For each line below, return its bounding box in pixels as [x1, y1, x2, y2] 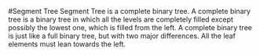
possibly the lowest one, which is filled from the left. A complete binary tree [8, 23, 253, 32]
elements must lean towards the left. [8, 40, 126, 49]
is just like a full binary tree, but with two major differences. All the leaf [8, 31, 236, 40]
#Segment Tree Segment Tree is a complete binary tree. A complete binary [8, 7, 251, 15]
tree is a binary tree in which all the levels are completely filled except [8, 15, 234, 24]
